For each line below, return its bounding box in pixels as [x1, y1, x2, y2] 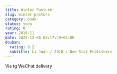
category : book [5, 16, 37, 21]
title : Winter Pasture [5, 7, 52, 12]
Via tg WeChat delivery [5, 63, 52, 69]
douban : [5, 40, 21, 45]
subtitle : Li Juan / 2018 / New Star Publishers [9, 49, 113, 54]
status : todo [5, 21, 32, 26]
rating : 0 [5, 26, 26, 31]
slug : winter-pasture [5, 12, 50, 17]
